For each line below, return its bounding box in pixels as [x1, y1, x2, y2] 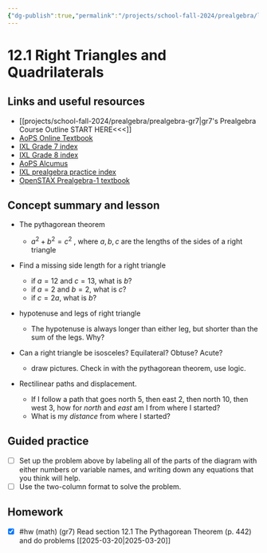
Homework [7, 505, 64, 519]
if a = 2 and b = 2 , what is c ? [30, 284, 127, 294]
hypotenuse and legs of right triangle [18, 308, 141, 318]
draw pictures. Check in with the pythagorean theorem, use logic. [30, 364, 246, 373]
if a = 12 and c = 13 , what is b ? [30, 276, 132, 286]
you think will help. [18, 473, 81, 483]
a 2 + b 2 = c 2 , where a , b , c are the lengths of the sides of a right [30, 235, 243, 246]
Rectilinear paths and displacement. [18, 379, 137, 388]
